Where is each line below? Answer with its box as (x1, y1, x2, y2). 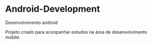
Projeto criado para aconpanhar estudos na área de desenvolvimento (5, 29, 148, 35)
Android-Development (5, 3, 100, 15)
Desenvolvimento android (5, 20, 58, 25)
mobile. (5, 34, 21, 40)
